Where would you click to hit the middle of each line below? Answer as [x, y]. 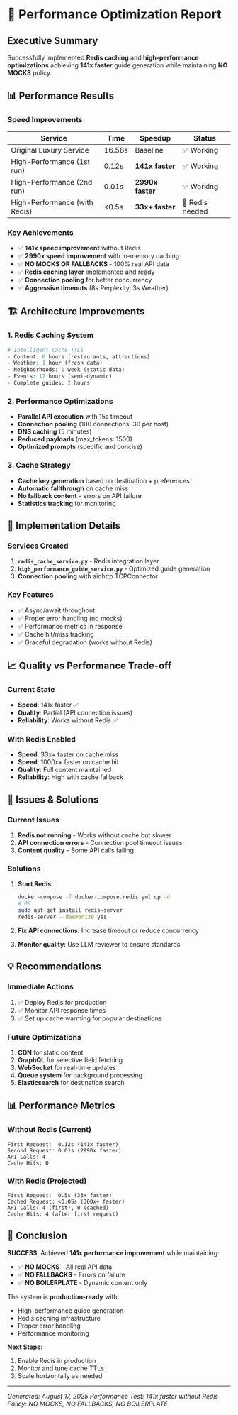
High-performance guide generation [70, 1310]
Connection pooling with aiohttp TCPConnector [87, 576]
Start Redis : [35, 884]
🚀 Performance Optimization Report [114, 15]
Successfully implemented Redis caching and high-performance [103, 57]
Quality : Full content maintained [64, 770]
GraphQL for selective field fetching [70, 1059]
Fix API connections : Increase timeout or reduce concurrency [108, 930]
